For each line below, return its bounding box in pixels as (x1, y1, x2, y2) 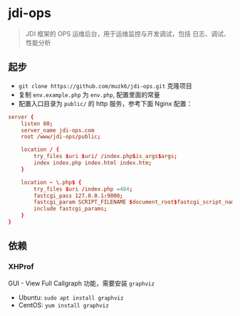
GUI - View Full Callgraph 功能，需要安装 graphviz (8, 279, 155, 288)
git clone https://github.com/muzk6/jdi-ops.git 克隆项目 (18, 81, 193, 90)
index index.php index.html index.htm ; (33, 159, 152, 167)
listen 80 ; (21, 120, 53, 127)
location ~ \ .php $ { (21, 179, 82, 186)
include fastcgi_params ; (33, 205, 108, 213)
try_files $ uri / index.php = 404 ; (33, 185, 133, 193)
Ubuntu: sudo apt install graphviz (18, 293, 124, 302)
